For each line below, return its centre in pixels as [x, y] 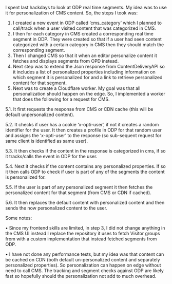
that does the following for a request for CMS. [61, 99]
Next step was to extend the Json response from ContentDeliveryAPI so [89, 67]
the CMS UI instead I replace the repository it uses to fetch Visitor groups [83, 233]
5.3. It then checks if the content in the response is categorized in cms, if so [85, 151]
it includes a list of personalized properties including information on [84, 72]
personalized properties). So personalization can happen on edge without [83, 265]
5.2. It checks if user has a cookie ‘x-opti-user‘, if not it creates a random [82, 125]
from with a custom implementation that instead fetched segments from [81, 239]
